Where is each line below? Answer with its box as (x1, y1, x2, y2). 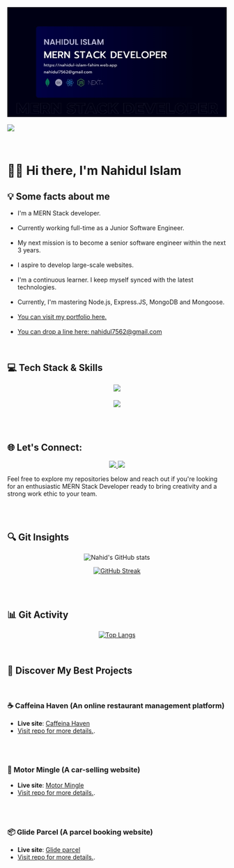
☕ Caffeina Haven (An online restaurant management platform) (7, 701, 225, 710)
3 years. (17, 246, 41, 254)
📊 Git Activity (7, 609, 69, 620)
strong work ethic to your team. (7, 489, 97, 498)
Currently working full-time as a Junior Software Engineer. (17, 224, 185, 232)
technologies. (17, 283, 57, 291)
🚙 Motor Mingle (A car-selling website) (7, 765, 141, 775)
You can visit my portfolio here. (17, 313, 107, 321)
